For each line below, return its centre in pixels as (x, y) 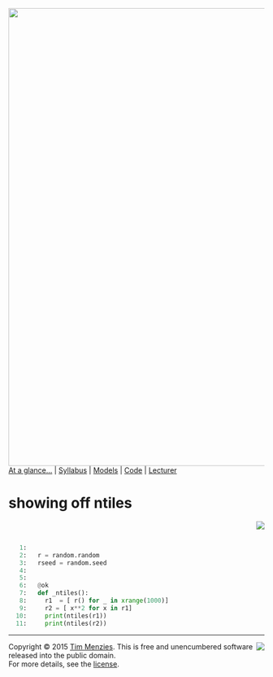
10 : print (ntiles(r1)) (61, 616)
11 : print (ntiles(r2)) (61, 623)
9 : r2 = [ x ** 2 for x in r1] (76, 608)
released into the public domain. (62, 655)
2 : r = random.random (59, 555)
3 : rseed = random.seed (63, 563)
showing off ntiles (70, 503)
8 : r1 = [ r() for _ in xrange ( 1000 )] (94, 601)
